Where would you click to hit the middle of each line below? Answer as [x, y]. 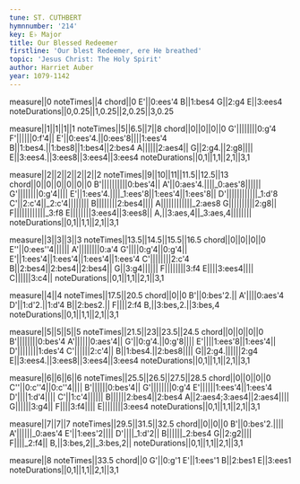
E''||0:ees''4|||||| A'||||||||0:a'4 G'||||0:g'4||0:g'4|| [99, 249]
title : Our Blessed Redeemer [64, 43]
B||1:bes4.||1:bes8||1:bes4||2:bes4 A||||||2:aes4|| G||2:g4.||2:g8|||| [131, 147]
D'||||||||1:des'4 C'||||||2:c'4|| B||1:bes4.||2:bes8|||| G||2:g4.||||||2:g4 [133, 350]
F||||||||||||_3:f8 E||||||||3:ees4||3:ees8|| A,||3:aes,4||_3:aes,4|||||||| [131, 213]
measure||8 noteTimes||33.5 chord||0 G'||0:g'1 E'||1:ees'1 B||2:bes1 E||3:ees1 [150, 460]
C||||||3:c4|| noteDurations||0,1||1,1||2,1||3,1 [87, 277]
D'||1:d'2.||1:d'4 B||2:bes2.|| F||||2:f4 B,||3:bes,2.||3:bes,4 [115, 304]
